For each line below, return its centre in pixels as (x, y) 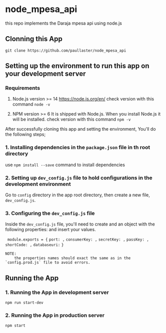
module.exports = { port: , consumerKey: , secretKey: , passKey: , (78, 240)
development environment (38, 184)
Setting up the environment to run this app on (77, 66)
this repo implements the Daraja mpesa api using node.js (64, 23)
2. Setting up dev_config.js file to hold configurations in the (79, 178)
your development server (45, 74)
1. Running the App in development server (57, 292)
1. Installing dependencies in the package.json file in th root (78, 148)
